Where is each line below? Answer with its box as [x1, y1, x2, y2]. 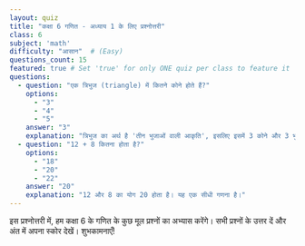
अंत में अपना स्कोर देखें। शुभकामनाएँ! [9, 226, 115, 236]
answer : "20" [25, 182, 75, 192]
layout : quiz [9, 13, 59, 23]
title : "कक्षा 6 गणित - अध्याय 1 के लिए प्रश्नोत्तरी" [9, 22, 166, 31]
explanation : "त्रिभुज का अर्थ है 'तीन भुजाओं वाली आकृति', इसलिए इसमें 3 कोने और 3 [25, 132, 290, 141]
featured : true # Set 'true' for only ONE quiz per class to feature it [9, 64, 290, 74]
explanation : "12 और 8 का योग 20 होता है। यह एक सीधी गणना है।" [25, 191, 247, 200]
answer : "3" [25, 123, 71, 133]
